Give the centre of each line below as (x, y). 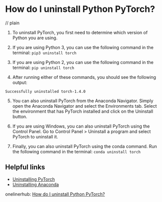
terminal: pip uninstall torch (43, 67)
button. (20, 116)
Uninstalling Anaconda (35, 184)
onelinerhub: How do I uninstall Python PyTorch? (55, 194)
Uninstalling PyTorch (34, 179)
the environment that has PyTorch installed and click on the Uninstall (83, 111)
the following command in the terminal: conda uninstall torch (77, 151)
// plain (12, 23)
